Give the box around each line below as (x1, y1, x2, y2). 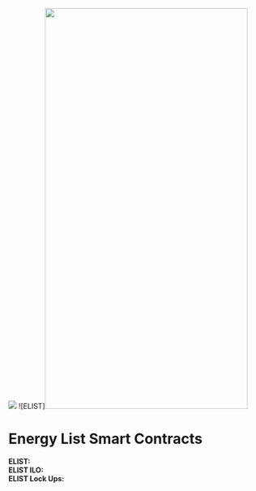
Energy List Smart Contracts (8, 430, 203, 448)
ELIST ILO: (8, 465, 44, 475)
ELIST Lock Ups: (8, 473, 65, 483)
